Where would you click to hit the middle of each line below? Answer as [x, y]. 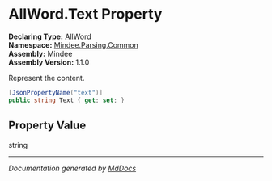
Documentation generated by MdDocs [72, 168]
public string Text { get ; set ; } [67, 100]
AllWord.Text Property [85, 14]
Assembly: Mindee [40, 53]
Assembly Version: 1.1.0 [49, 62]
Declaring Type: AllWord [50, 36]
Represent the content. [47, 78]
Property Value [47, 126]
